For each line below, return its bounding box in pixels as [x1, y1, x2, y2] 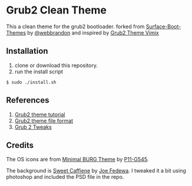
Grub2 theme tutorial [14, 111, 65, 118]
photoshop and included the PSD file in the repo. [6, 174, 124, 181]
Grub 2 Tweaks [14, 123, 52, 130]
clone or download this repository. [14, 62, 98, 69]
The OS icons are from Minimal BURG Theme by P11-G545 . [6, 156, 149, 163]
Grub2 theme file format [14, 117, 74, 124]
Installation [6, 46, 48, 56]
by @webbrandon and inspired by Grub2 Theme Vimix [27, 29, 159, 36]
